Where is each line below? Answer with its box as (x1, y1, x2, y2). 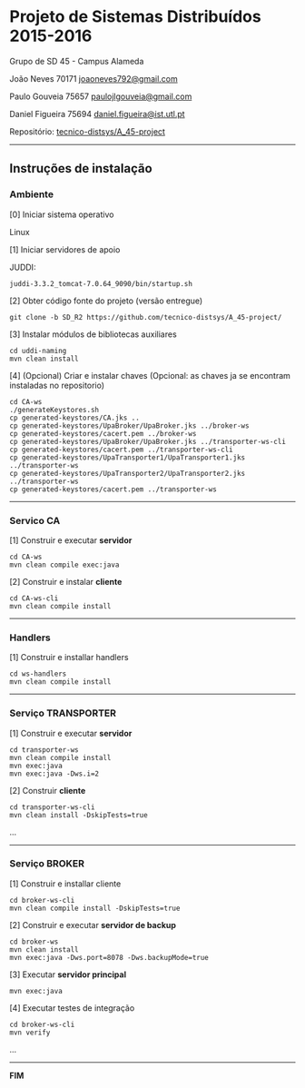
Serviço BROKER (9, 857, 84, 870)
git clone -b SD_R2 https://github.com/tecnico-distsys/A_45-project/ (9, 312, 282, 321)
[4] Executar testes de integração (9, 1002, 135, 1014)
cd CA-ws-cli (9, 593, 59, 603)
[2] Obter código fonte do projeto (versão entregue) (9, 295, 203, 306)
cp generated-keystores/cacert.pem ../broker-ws (9, 429, 197, 438)
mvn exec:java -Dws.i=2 (9, 769, 100, 778)
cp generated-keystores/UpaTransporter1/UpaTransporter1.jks (9, 452, 246, 462)
